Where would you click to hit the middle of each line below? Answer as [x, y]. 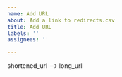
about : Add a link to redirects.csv [61, 20]
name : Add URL [28, 14]
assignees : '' [28, 40]
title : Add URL [30, 27]
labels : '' [23, 33]
